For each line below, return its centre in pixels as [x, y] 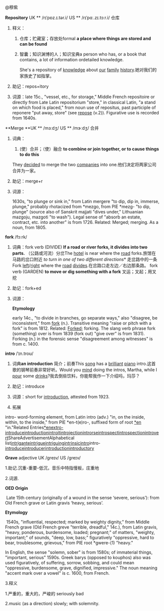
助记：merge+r [27, 181]
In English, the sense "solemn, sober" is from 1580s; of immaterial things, [79, 552]
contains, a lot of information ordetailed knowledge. [71, 60]
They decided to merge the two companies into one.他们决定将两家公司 [84, 164]
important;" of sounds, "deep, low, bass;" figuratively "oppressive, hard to [80, 537]
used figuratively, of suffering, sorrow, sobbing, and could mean [70, 563]
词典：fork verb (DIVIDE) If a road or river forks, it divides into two [80, 247]
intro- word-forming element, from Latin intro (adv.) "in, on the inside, [75, 417]
